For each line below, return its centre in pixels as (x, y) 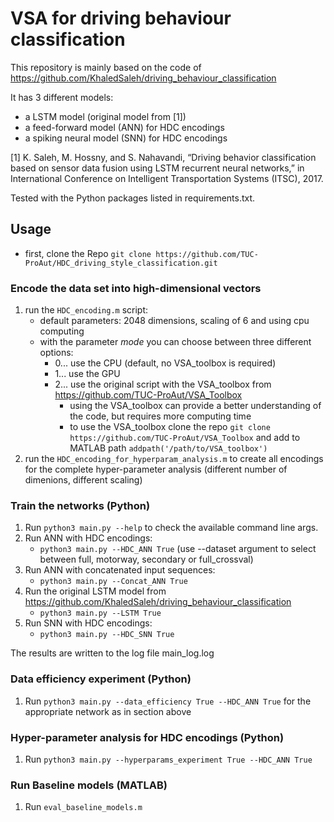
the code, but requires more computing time (160, 416)
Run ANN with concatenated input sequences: (120, 570)
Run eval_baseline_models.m (83, 807)
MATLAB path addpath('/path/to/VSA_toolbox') (168, 448)
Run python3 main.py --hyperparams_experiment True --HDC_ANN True (168, 759)
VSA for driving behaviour (121, 18)
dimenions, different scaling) (83, 480)
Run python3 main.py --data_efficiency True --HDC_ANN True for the (168, 701)
